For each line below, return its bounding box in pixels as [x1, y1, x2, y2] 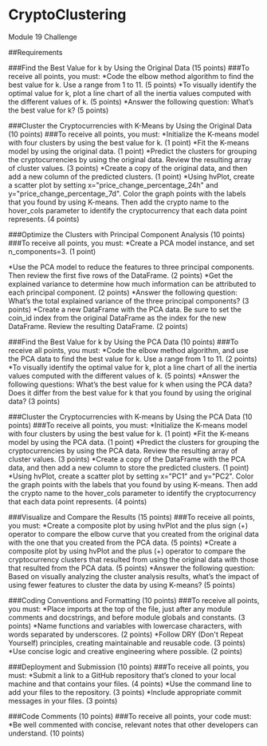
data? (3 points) [8, 396, 61, 406]
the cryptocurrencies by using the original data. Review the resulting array [8, 154, 252, 165]
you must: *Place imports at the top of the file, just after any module [8, 604, 232, 613]
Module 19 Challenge [8, 32, 78, 42]
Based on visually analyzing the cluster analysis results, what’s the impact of [8, 571, 260, 581]
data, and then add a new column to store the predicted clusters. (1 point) [8, 462, 249, 472]
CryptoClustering [8, 6, 127, 24]
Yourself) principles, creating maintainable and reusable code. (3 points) [8, 637, 245, 648]
